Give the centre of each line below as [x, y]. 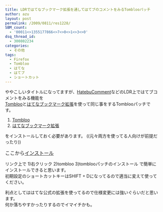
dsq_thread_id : [20, 37]
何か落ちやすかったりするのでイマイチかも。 [50, 204]
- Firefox [19, 59]
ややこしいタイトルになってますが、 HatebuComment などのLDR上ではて [77, 92]
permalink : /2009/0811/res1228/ [38, 23]
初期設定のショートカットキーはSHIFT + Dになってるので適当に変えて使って [81, 176]
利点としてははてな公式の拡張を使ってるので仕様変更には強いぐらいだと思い [81, 192]
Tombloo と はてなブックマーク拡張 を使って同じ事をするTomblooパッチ [76, 104]
